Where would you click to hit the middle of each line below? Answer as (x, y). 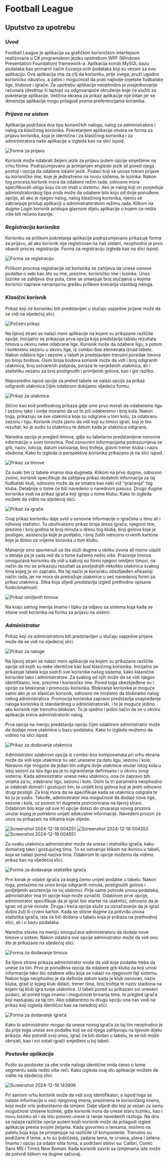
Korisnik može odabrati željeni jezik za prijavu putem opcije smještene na (81, 161)
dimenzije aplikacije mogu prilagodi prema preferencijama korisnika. (75, 101)
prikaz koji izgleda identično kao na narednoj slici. (56, 1005)
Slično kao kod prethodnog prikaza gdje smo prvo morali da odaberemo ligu (84, 405)
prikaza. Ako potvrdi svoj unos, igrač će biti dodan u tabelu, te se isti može (82, 1035)
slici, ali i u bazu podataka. (33, 923)
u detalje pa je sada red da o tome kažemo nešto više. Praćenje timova (78, 555)
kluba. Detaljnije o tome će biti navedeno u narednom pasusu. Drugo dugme (84, 488)
